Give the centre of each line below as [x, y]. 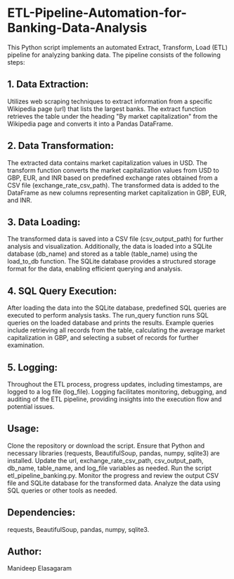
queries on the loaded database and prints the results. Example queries [111, 323]
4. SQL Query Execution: [62, 291]
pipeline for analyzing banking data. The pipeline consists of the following [114, 55]
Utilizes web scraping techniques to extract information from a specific [110, 101]
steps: [16, 62]
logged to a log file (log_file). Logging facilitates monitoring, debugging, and [117, 392]
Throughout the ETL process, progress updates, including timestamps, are [115, 384]
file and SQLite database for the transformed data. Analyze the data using [114, 483]
